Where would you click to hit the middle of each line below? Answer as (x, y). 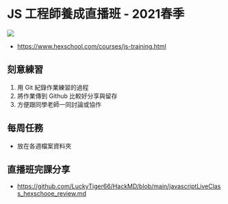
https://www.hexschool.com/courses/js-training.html (91, 46)
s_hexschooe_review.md (52, 194)
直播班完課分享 (39, 169)
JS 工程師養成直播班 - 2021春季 (96, 14)
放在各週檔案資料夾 (44, 146)
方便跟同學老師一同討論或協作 (59, 104)
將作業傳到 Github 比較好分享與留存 (67, 96)
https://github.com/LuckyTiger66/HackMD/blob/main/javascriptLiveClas (119, 186)
